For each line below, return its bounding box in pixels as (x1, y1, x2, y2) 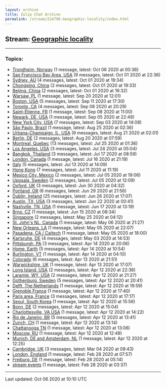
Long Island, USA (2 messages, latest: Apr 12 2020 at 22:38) (12, 267, 136, 273)
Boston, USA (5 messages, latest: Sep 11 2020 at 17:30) (12, 98, 125, 104)
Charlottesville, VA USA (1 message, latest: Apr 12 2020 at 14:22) (12, 309, 144, 315)
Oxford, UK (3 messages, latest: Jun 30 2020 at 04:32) (12, 183, 125, 189)
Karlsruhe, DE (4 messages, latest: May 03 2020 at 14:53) (12, 235, 130, 241)
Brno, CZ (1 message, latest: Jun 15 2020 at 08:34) (12, 209, 116, 215)
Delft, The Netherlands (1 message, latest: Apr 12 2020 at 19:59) (12, 283, 143, 289)
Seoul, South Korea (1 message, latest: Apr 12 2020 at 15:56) (12, 299, 135, 305)
